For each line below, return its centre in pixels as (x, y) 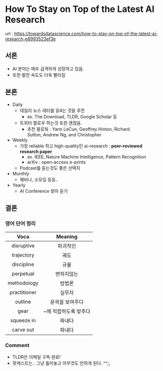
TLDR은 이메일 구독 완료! (36, 357)
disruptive (23, 246)
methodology (23, 283)
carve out (23, 330)
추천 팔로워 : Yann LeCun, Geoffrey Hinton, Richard (79, 129)
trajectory (23, 255)
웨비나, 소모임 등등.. (39, 179)
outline (23, 302)
